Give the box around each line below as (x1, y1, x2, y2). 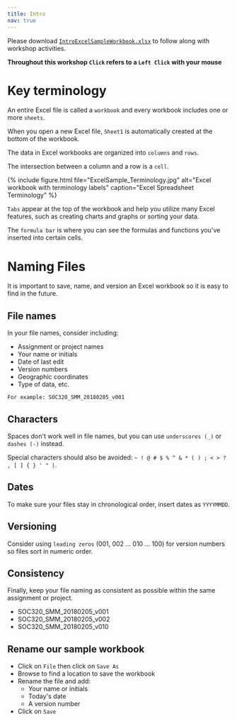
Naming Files (7, 258, 86, 274)
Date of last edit (17, 357, 64, 366)
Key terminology (7, 82, 108, 99)
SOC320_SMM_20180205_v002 (17, 615, 110, 624)
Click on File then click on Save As (17, 662, 119, 671)
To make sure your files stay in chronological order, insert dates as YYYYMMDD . (7, 500, 230, 508)
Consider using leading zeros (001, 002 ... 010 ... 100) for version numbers (7, 540, 225, 548)
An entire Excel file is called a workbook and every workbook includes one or (7, 106, 229, 114)
